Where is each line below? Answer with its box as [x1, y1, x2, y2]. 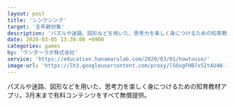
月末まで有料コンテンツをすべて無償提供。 [29, 91, 151, 99]
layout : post [7, 10, 45, 17]
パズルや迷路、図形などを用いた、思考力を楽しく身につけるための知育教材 [7, 82, 221, 91]
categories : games [7, 43, 61, 50]
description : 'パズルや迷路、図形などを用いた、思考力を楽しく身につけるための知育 [7, 29, 222, 37]
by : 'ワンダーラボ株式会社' [7, 50, 78, 56]
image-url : [7, 62, 39, 69]
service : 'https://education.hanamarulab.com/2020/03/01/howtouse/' [7, 56, 210, 63]
